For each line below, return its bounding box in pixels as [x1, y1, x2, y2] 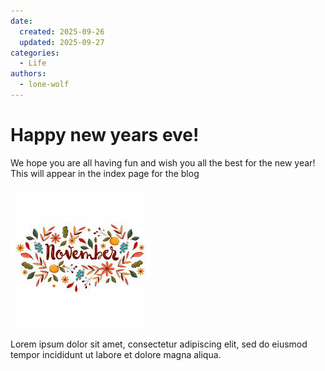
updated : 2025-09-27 [19, 37, 105, 47]
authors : [10, 69, 47, 79]
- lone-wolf [19, 80, 70, 90]
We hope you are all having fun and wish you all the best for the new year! [10, 156, 316, 169]
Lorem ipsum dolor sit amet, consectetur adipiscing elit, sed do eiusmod [10, 338, 308, 350]
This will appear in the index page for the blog [10, 167, 200, 179]
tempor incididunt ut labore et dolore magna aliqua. [10, 348, 222, 360]
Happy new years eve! [10, 124, 200, 147]
